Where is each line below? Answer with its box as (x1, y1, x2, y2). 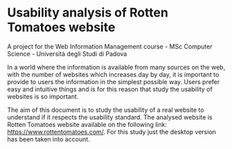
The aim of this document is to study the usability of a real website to (7, 106, 204, 114)
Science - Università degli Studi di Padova (7, 50, 127, 58)
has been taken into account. (7, 135, 90, 143)
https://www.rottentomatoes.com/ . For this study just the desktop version (7, 128, 217, 136)
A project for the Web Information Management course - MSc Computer (7, 42, 213, 50)
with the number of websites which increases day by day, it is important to (7, 70, 220, 79)
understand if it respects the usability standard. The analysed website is (7, 112, 213, 121)
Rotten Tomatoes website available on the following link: (7, 120, 168, 128)
